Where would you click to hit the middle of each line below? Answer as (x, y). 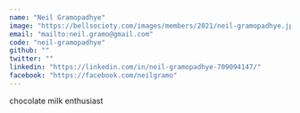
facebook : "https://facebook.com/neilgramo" (93, 76)
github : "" (29, 51)
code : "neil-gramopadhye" (57, 42)
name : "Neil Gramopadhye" (57, 17)
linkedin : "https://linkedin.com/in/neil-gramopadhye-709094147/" (135, 68)
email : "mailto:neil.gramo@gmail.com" (81, 34)
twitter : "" (31, 59)
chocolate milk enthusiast (56, 101)
